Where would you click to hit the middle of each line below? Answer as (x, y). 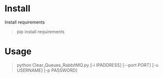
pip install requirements (41, 31)
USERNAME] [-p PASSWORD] (47, 70)
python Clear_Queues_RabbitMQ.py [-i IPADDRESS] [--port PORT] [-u (87, 65)
